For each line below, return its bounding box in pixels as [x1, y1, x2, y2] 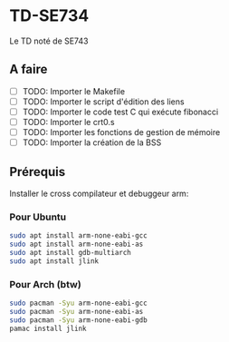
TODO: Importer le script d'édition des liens [22, 96, 185, 107]
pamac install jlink [9, 324, 88, 333]
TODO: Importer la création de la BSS [22, 137, 162, 148]
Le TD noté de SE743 [9, 35, 89, 46]
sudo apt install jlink [9, 256, 100, 266]
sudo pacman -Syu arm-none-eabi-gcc [9, 298, 148, 308]
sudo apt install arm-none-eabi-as [9, 239, 144, 249]
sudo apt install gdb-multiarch [9, 248, 131, 257]
